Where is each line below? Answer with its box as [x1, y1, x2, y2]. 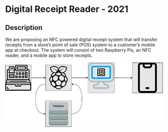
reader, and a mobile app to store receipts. [5, 52, 93, 58]
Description [5, 23, 42, 32]
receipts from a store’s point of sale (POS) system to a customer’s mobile [5, 42, 155, 48]
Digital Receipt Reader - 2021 [5, 3, 128, 15]
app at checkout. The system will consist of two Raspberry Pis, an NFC [5, 47, 151, 53]
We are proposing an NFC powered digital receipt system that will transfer [5, 36, 158, 42]
